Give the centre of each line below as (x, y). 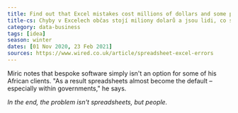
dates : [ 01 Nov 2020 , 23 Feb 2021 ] (60, 47)
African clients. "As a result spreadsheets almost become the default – (110, 81)
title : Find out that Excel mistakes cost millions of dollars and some (117, 14)
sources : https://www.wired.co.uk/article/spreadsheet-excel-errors (110, 54)
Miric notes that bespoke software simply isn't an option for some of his (112, 73)
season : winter (30, 40)
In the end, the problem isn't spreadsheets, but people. (87, 102)
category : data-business (44, 27)
